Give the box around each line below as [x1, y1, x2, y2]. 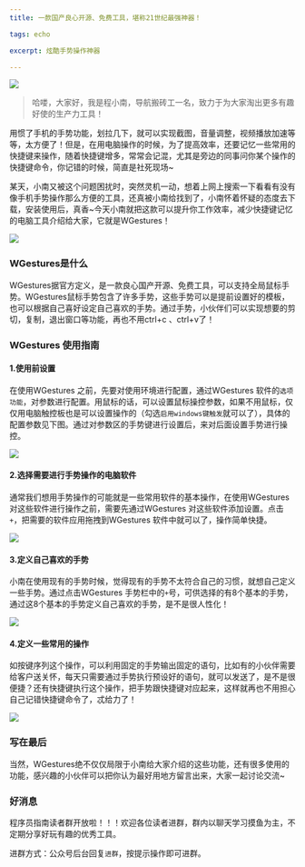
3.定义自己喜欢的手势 [9, 553, 89, 564]
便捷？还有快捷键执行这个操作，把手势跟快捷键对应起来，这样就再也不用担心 [9, 683, 296, 693]
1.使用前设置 [9, 363, 56, 374]
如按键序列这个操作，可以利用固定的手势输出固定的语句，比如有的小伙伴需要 [9, 660, 296, 671]
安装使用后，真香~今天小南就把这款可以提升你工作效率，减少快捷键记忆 [25, 204, 293, 214]
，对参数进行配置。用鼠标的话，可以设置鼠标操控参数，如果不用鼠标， [22, 396, 286, 407]
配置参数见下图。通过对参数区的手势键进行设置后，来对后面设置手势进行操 [9, 419, 288, 430]
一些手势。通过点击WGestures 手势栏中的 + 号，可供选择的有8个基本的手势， [9, 587, 293, 598]
